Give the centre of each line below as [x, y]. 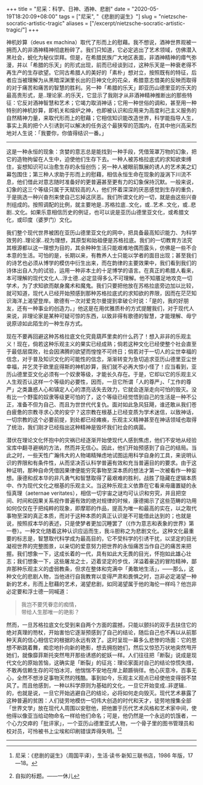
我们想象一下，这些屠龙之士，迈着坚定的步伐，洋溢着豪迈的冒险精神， [104, 561]
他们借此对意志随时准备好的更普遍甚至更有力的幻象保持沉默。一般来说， [107, 182]
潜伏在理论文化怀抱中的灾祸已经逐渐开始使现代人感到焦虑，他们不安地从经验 [101, 440]
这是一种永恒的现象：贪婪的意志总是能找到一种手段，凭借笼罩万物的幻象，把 [101, 151]
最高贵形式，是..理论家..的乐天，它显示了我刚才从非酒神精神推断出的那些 [97, 95]
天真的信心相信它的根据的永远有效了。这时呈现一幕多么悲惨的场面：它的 [101, 640]
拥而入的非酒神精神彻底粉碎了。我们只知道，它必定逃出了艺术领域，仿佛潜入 [101, 50]
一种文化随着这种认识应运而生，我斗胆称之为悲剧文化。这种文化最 [107, 531]
